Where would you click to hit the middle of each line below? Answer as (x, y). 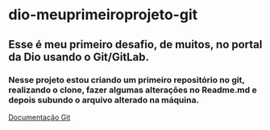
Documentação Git (39, 117)
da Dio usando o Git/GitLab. (79, 57)
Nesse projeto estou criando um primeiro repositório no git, (127, 79)
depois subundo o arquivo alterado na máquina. (104, 100)
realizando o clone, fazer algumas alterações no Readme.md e (133, 90)
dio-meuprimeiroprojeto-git (103, 15)
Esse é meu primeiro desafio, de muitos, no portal (135, 45)
